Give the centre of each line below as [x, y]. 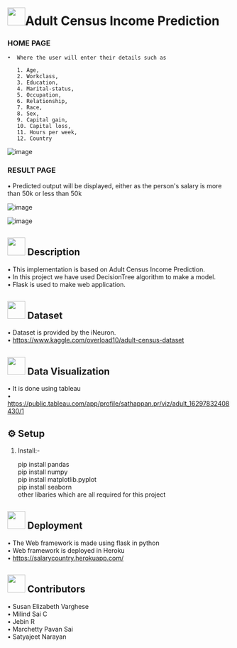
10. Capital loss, [44, 126]
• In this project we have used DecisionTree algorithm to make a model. [112, 276]
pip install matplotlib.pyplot [57, 480]
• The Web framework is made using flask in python [83, 543]
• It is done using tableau [44, 389]
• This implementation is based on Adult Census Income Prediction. [106, 269]
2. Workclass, [38, 77]
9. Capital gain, [43, 120]
